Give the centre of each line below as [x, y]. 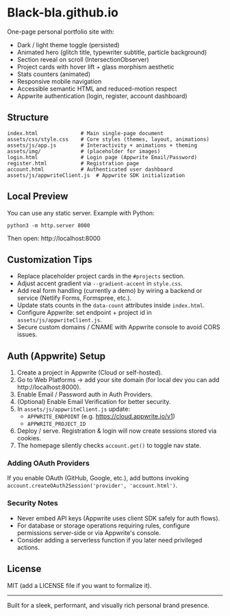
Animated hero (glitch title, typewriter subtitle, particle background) [112, 52]
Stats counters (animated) [54, 74]
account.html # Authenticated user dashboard [90, 169]
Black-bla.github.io [63, 13]
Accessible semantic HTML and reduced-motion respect [97, 88]
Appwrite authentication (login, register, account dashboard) [102, 96]
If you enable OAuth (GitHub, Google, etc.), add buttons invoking [98, 478]
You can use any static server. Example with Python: [81, 213]
